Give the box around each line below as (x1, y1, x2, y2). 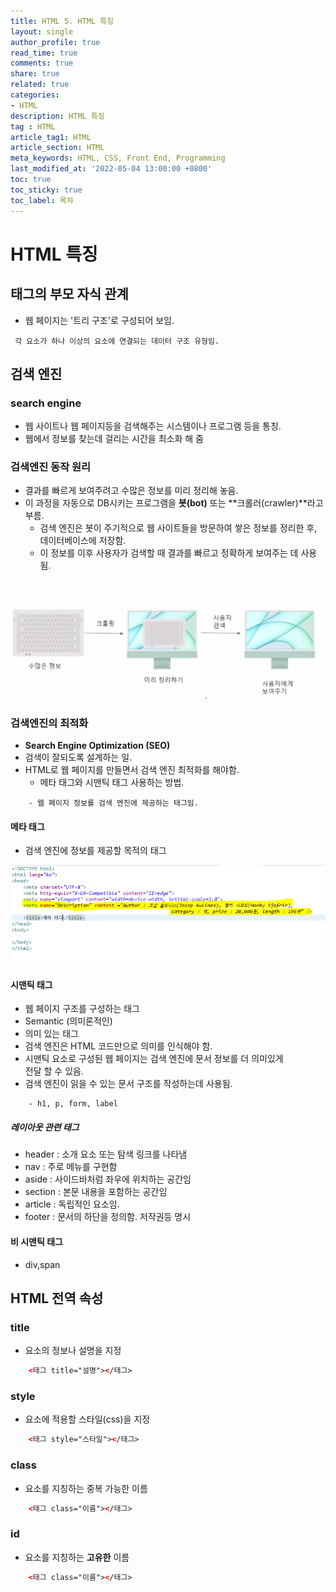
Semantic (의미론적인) (24, 1015, 113, 1027)
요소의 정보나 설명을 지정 (24, 1345, 122, 1357)
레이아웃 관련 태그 (10, 1121, 80, 1134)
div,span (24, 1258, 61, 1270)
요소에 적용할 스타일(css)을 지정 (24, 1413, 151, 1425)
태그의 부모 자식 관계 (10, 286, 129, 303)
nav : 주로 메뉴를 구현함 (24, 1161, 118, 1173)
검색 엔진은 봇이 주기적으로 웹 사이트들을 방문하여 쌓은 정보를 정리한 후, (39, 522, 318, 534)
